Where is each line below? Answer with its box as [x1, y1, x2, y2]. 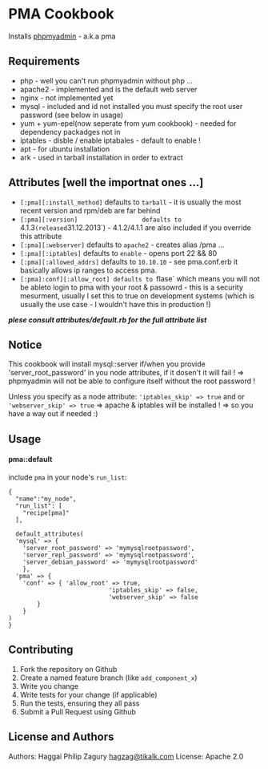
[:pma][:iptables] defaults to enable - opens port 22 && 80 [19, 248, 218, 257]
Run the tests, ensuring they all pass [19, 698, 140, 708]
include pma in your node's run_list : [8, 472, 127, 482]
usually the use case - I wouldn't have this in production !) [19, 299, 211, 309]
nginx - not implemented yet [19, 93, 114, 103]
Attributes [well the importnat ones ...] [8, 176, 204, 189]
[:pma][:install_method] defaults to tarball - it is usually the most [19, 197, 242, 207]
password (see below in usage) [19, 110, 124, 119]
